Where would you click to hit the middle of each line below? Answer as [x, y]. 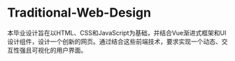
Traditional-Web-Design [79, 13]
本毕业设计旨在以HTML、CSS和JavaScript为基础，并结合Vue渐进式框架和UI [117, 33]
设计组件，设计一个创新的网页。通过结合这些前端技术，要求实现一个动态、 [114, 41]
